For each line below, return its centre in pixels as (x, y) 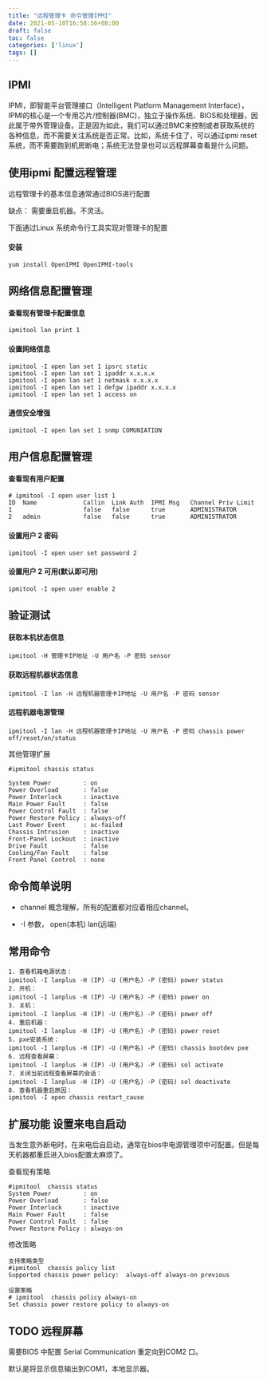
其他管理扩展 (29, 754)
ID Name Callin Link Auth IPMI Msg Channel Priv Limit (132, 503)
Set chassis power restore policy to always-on (89, 1305)
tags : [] (23, 53)
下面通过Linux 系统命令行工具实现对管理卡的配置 (88, 228)
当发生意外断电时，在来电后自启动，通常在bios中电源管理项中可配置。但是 (130, 1145)
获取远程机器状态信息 (43, 675)
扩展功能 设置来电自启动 (67, 1124)
